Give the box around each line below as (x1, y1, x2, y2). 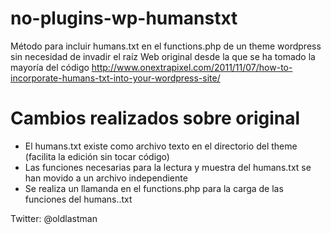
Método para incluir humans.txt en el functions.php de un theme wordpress (10, 40, 322, 52)
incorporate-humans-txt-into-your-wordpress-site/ (10, 72, 221, 84)
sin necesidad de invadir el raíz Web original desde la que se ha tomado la (10, 50, 316, 62)
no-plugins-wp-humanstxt (10, 7, 238, 30)
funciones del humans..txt (24, 193, 133, 205)
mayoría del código (10, 61, 90, 73)
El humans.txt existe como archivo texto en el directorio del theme (24, 140, 298, 152)
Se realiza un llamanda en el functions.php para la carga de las (24, 182, 284, 194)
